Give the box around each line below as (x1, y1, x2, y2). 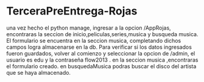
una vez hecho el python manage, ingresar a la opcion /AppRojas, (6, 24, 172, 31)
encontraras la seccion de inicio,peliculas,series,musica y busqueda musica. (6, 30, 199, 37)
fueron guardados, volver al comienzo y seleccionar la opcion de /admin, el (6, 49, 195, 57)
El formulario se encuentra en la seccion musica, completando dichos (6, 37, 181, 44)
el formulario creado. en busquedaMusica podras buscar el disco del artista (6, 62, 197, 70)
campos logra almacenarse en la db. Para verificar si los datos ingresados (6, 43, 192, 51)
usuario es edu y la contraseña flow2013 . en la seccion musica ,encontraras (6, 56, 199, 63)
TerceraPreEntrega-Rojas (6, 4, 138, 18)
